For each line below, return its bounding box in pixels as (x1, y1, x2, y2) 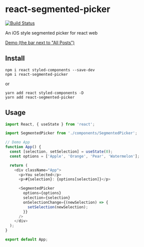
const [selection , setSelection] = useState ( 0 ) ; (9, 149, 113, 154)
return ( (9, 163, 28, 168)
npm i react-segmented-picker (5, 72, 68, 77)
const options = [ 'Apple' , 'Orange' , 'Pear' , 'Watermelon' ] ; (9, 154, 140, 159)
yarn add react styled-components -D (5, 90, 84, 95)
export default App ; (5, 237, 48, 242)
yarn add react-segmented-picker (5, 94, 75, 100)
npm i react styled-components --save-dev (5, 67, 95, 72)
